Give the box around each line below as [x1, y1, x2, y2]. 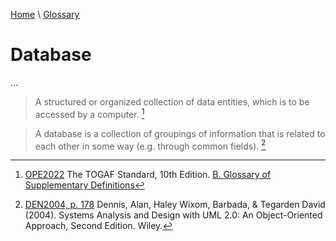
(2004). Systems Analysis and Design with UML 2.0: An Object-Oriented [24, 209, 323, 221]
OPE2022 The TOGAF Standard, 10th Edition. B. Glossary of [24, 169, 272, 181]
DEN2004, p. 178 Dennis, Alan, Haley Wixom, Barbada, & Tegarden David [24, 199, 326, 211]
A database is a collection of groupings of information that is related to [34, 127, 326, 139]
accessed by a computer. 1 [34, 106, 145, 120]
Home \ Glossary [10, 9, 80, 20]
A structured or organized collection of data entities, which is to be [34, 95, 310, 108]
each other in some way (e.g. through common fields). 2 [34, 138, 267, 152]
